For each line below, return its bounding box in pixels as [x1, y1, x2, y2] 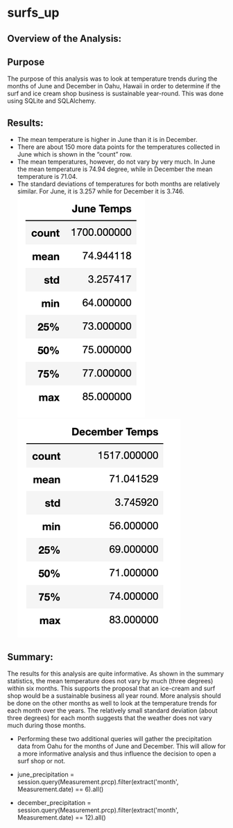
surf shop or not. [17, 757, 66, 765]
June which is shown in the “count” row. [17, 150, 132, 159]
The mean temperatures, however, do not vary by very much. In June [17, 158, 216, 166]
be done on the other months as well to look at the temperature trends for [7, 699, 217, 708]
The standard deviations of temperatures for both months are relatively [17, 180, 221, 189]
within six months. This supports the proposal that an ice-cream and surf [7, 684, 216, 693]
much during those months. [7, 722, 87, 730]
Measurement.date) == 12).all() [17, 813, 106, 822]
